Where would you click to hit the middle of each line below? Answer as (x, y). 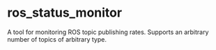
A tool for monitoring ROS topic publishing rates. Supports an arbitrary (108, 32)
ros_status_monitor (65, 13)
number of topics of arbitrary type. (57, 39)
